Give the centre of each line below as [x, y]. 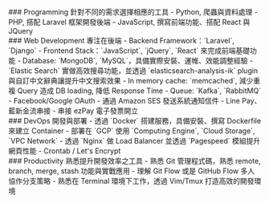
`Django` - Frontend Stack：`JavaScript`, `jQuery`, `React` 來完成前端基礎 [129, 51]
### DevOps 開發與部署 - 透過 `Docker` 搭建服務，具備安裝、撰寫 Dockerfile [135, 121]
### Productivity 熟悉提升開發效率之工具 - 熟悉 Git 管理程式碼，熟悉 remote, [134, 161]
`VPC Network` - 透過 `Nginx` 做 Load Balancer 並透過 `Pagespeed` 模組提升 [134, 141]
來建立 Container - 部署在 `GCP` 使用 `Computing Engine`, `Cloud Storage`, [132, 131]
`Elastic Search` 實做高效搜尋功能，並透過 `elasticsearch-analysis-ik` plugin [133, 71]
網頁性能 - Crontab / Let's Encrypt [65, 151]
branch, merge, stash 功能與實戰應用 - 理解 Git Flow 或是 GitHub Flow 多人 [132, 171]
